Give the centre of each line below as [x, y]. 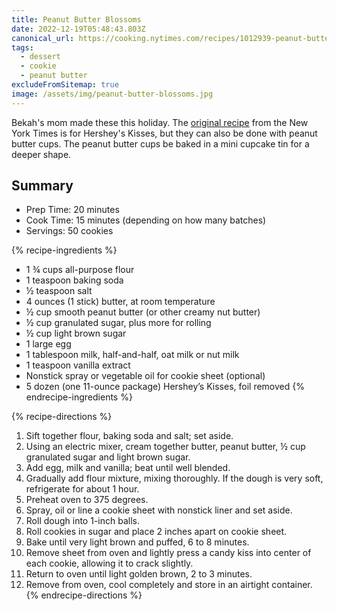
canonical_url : [43, 38]
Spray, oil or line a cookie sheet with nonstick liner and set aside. [159, 510]
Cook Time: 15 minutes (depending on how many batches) [146, 220]
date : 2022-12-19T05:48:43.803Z [78, 29]
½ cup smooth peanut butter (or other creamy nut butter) [143, 312]
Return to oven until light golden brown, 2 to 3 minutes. [139, 574]
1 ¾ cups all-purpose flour [80, 270]
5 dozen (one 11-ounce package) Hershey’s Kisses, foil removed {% [165, 387]
